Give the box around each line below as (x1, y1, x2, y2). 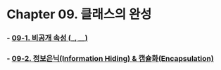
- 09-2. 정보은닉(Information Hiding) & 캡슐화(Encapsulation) (6, 54, 214, 64)
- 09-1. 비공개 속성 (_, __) (6, 33, 89, 43)
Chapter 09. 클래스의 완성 (6, 6, 152, 22)
